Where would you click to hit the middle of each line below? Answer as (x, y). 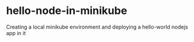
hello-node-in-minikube (67, 11)
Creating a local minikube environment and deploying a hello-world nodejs (97, 27)
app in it (16, 33)
